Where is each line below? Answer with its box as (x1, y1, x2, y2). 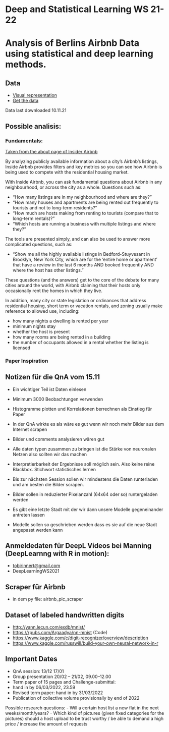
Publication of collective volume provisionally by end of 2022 (12, 695, 140, 701)
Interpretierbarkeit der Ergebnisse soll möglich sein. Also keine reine (12, 461, 155, 467)
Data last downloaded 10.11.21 (5, 107, 67, 114)
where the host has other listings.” (12, 267, 84, 273)
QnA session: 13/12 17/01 (12, 668, 64, 674)
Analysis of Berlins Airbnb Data (5, 37, 140, 49)
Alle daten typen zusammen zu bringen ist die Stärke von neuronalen (12, 445, 156, 452)
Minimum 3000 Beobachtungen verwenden (12, 396, 103, 402)
